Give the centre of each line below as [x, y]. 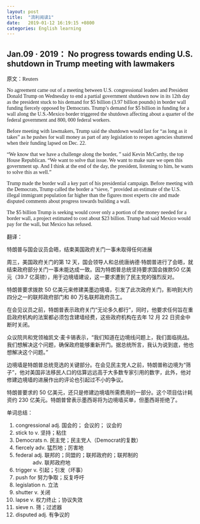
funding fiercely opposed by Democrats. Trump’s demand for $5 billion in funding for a [98, 108]
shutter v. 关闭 [33, 492]
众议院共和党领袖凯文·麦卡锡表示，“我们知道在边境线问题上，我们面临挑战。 [100, 337]
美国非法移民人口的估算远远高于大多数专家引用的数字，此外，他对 [111, 373]
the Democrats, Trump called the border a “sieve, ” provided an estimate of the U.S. [94, 189]
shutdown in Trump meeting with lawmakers [91, 63]
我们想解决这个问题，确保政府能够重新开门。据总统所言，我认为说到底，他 [98, 345]
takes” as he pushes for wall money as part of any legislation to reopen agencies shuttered [100, 137]
